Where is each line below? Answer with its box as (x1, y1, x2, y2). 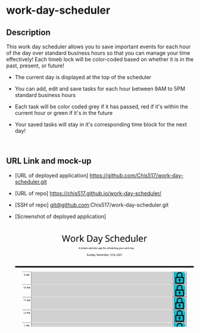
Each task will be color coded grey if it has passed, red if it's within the (14, 103, 189, 110)
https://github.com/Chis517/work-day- (89, 172, 184, 179)
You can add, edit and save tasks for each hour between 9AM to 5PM (14, 85, 186, 92)
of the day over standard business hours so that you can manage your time (6, 49, 190, 57)
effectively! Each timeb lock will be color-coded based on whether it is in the (6, 56, 194, 63)
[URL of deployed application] (14, 172, 89, 179)
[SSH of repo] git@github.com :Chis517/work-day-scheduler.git (14, 201, 169, 208)
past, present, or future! (6, 62, 64, 69)
